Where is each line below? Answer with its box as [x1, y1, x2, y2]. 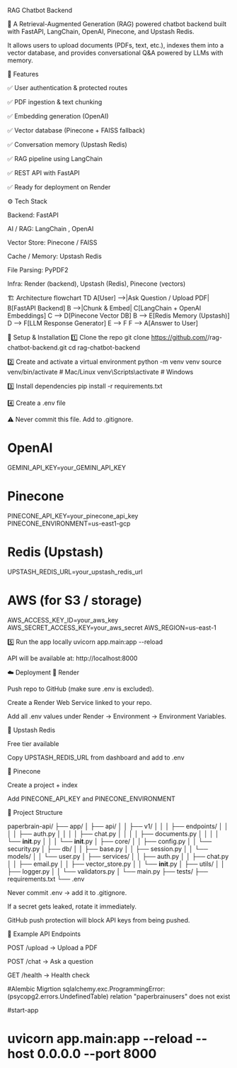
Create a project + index [7, 780, 78, 789]
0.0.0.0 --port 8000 [37, 1045, 157, 1062]
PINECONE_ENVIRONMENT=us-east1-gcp [7, 519, 131, 528]
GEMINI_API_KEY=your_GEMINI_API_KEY [7, 463, 126, 472]
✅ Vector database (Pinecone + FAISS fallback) [7, 126, 146, 134]
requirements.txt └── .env [7, 874, 85, 883]
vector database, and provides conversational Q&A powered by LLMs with [7, 49, 224, 57]
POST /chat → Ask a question [7, 957, 94, 965]
